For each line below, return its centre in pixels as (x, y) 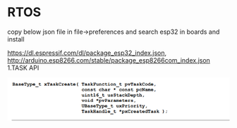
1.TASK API (23, 68)
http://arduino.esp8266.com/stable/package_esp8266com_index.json (109, 60)
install (16, 39)
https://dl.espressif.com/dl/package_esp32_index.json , (87, 53)
